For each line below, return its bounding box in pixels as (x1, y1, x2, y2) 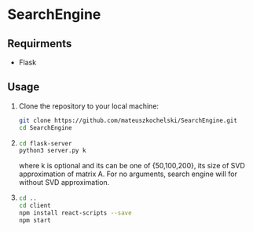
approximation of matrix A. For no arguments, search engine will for (18, 169, 237, 179)
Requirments (7, 37, 72, 50)
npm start (18, 216, 52, 224)
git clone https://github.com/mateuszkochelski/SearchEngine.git (18, 116, 237, 124)
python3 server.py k (18, 147, 86, 155)
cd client (18, 202, 52, 210)
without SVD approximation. (18, 178, 110, 187)
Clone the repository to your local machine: (18, 101, 159, 111)
